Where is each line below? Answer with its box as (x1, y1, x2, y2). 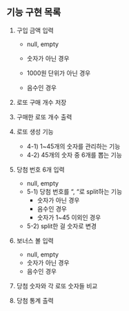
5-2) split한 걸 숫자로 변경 (26, 221, 97, 230)
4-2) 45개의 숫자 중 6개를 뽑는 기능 (26, 150, 122, 159)
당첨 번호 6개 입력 (16, 165, 65, 174)
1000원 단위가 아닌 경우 (26, 68, 91, 77)
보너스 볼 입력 (16, 237, 54, 245)
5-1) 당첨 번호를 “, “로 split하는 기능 (26, 187, 123, 195)
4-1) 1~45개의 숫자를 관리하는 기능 (26, 142, 121, 150)
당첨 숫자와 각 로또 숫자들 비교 (16, 281, 98, 290)
